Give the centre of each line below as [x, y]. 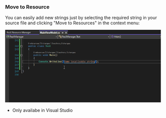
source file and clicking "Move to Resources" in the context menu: [72, 23]
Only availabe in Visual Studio [42, 110]
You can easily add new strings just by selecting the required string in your [81, 18]
